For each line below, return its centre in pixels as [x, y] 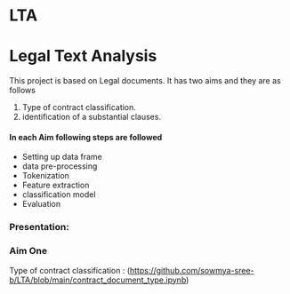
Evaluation [41, 204]
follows [22, 91]
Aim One [28, 251]
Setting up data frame [62, 157]
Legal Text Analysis [83, 56]
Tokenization [45, 176]
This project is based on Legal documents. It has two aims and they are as [145, 81]
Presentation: [39, 227]
